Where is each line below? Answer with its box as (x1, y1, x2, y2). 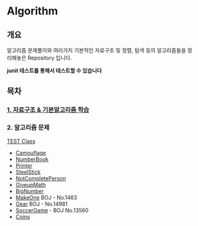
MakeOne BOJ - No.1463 (15, 194, 77, 201)
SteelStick (15, 168, 41, 176)
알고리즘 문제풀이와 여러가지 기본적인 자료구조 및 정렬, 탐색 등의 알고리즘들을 (7, 47, 187, 53)
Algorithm (7, 4, 58, 18)
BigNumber (15, 188, 44, 195)
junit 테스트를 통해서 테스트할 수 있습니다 (7, 67, 102, 74)
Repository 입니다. (27, 54, 72, 61)
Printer (15, 162, 32, 169)
